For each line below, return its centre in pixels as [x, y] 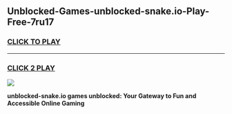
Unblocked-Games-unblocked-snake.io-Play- [108, 11]
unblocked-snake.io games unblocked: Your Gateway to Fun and [102, 95]
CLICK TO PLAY [34, 42]
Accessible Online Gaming [46, 103]
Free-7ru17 [31, 22]
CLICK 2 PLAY [31, 68]
